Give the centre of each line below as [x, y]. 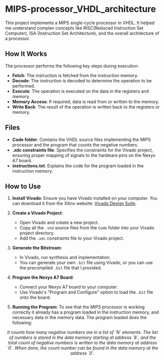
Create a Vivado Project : [38, 213]
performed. [24, 86]
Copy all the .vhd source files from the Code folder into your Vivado [87, 228]
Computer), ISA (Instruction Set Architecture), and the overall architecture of [82, 33]
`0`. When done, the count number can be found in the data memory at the [82, 348]
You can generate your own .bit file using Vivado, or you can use [86, 263]
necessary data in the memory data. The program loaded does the [79, 318]
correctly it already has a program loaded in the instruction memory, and [85, 312]
